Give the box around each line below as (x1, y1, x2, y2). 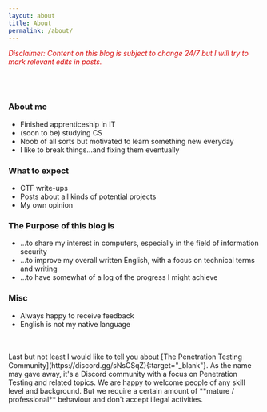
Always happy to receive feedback (19, 310, 134, 321)
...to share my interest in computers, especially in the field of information (19, 238, 259, 248)
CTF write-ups (19, 183, 68, 192)
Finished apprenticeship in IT (19, 119, 116, 129)
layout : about (8, 11, 56, 20)
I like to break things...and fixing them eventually (19, 145, 180, 155)
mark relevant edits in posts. (8, 57, 102, 67)
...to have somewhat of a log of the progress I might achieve (19, 273, 218, 282)
